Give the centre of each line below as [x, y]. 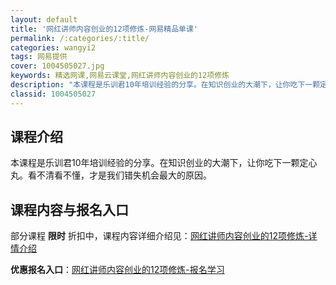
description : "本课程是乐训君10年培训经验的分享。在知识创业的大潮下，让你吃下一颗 [165, 85]
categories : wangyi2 [53, 47]
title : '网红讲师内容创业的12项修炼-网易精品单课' [104, 29]
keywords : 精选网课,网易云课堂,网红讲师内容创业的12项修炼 [120, 76]
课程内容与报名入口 [69, 209]
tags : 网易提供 [39, 57]
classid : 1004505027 [53, 94]
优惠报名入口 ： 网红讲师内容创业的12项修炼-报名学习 [117, 270]
